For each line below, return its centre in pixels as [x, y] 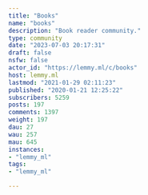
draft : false [30, 53]
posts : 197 [26, 105]
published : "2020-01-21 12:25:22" [66, 90]
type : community [35, 38]
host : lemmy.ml [34, 75]
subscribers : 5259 [39, 97]
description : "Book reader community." [75, 30]
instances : [26, 149]
